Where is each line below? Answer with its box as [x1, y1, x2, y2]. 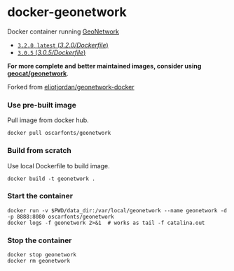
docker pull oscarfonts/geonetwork [7, 130, 111, 137]
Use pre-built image [7, 100, 77, 110]
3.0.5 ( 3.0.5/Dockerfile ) [17, 48, 86, 57]
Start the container [7, 191, 74, 201]
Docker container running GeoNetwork [7, 27, 119, 36]
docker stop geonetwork [7, 251, 77, 258]
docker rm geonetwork [7, 258, 71, 265]
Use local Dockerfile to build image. [7, 161, 110, 170]
